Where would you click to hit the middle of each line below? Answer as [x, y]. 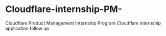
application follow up [27, 28]
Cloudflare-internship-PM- [64, 9]
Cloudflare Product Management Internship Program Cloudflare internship [83, 23]
